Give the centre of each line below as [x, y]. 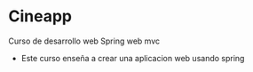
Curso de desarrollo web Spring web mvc [84, 41]
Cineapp [40, 16]
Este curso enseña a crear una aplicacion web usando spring [133, 58]
